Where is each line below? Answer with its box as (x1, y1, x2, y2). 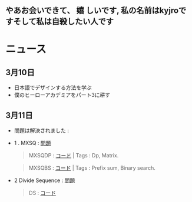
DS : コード (28, 190, 57, 197)
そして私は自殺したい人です (13, 16, 114, 26)
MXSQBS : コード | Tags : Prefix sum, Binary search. (28, 164, 155, 171)
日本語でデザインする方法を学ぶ (14, 84, 92, 91)
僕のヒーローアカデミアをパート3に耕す (14, 92, 110, 99)
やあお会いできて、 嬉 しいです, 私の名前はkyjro (5, 5, 179, 16)
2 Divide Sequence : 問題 (14, 177, 75, 184)
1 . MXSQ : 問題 (14, 140, 51, 147)
